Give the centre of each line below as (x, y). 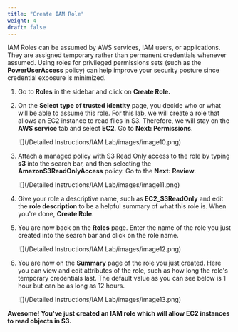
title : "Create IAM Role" (46, 14)
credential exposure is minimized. (57, 78)
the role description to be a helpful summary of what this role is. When (122, 206)
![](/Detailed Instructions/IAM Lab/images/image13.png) (99, 300)
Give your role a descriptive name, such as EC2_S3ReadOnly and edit (120, 199)
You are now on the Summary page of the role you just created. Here (119, 263)
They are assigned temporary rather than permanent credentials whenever (117, 55)
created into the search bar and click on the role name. (98, 236)
